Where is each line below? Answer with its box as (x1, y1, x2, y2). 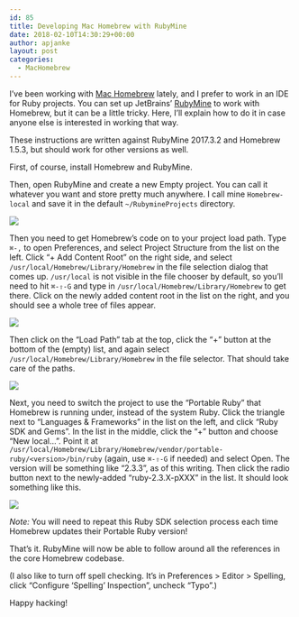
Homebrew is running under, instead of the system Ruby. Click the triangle (9, 407, 285, 418)
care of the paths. (9, 363, 76, 373)
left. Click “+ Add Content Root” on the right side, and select (9, 252, 232, 262)
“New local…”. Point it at (9, 435, 99, 447)
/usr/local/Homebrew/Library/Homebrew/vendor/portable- (9, 445, 223, 454)
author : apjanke (9, 38, 70, 48)
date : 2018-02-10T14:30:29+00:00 (9, 30, 135, 39)
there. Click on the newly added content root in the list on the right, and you (9, 290, 290, 300)
